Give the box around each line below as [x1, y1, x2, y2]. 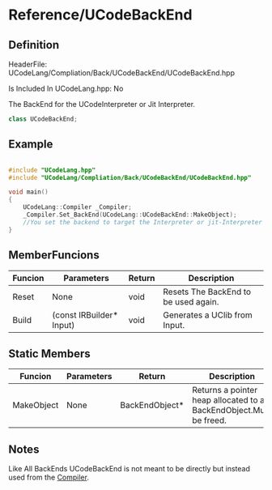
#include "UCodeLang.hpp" [8, 166, 96, 174]
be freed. [191, 415, 227, 426]
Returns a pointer [191, 385, 257, 396]
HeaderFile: [8, 59, 48, 69]
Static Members [8, 347, 91, 360]
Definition [8, 38, 59, 52]
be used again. [163, 296, 219, 307]
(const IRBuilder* [52, 309, 119, 321]
